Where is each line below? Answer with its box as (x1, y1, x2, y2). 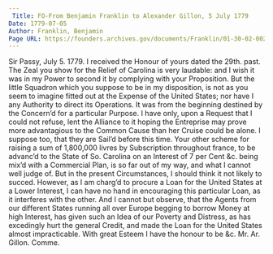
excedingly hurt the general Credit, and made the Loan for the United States (8, 221, 262, 230)
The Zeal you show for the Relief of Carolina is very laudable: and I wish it (8, 66, 254, 75)
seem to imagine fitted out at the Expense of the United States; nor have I (8, 91, 254, 101)
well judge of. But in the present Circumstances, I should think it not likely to (8, 169, 262, 179)
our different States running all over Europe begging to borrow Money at (8, 204, 250, 213)
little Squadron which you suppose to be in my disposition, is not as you (8, 83, 249, 93)
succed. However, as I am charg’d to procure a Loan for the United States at (8, 178, 262, 187)
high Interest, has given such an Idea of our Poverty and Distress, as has (8, 212, 252, 222)
